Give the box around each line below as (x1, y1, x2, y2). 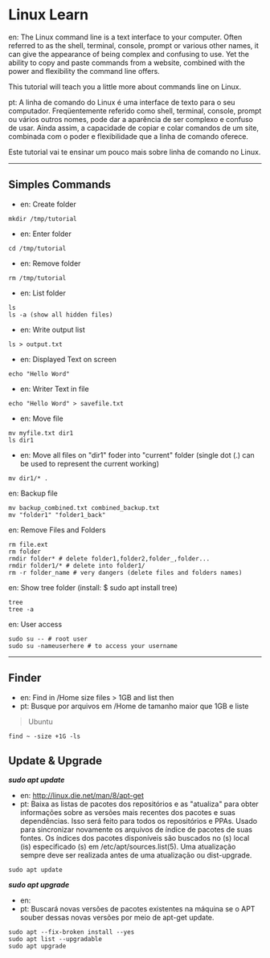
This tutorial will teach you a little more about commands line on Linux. (8, 82, 242, 92)
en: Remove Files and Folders (8, 524, 106, 535)
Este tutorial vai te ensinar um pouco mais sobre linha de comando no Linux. (8, 147, 261, 157)
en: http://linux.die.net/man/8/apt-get (19, 791, 145, 801)
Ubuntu (27, 716, 54, 726)
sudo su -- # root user (8, 634, 88, 643)
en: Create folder (19, 199, 76, 209)
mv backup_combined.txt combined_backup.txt (8, 503, 160, 512)
